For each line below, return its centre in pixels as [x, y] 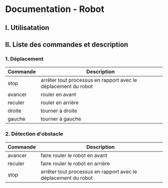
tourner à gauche [61, 119]
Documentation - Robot [55, 9]
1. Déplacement [24, 58]
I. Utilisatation [27, 28]
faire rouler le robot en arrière [75, 163]
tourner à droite [59, 111]
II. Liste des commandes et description [67, 44]
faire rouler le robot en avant [74, 155]
